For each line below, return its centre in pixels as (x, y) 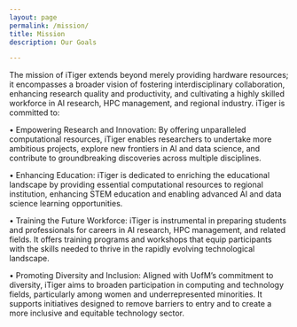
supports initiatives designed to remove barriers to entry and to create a (141, 304)
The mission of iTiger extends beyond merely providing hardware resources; (149, 75)
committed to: (35, 113)
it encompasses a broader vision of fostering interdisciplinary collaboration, (147, 84)
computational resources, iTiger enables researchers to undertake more (141, 139)
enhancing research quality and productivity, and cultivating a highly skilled (147, 94)
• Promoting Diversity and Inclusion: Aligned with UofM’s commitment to (141, 276)
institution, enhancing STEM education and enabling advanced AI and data (145, 194)
